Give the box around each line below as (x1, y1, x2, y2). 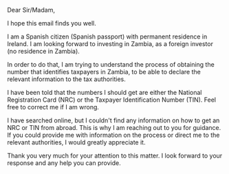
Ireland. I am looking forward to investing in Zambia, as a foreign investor (7, 40, 213, 47)
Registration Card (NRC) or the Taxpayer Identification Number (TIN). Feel (7, 96, 217, 104)
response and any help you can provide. (7, 159, 122, 167)
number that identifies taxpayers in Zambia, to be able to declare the (7, 68, 201, 76)
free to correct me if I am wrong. (7, 103, 100, 111)
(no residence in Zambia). (7, 47, 80, 55)
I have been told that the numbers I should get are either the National (7, 89, 202, 96)
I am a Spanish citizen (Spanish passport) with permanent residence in (7, 32, 208, 41)
